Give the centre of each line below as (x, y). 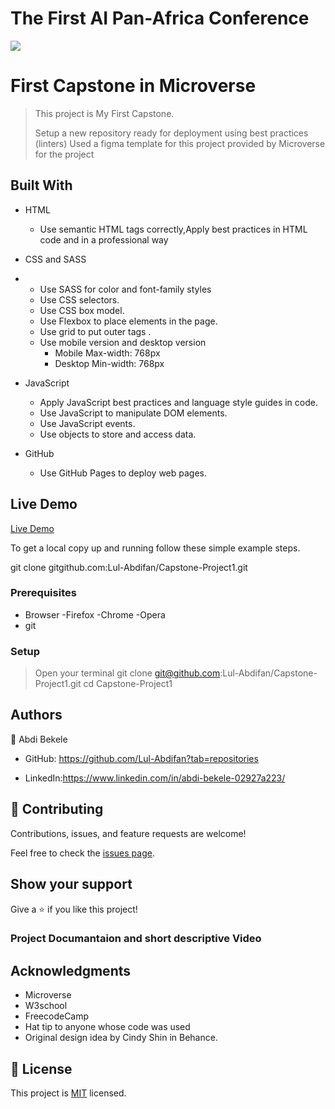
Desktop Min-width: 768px (109, 363)
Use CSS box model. (82, 310)
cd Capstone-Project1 (128, 684)
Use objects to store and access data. (118, 434)
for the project (64, 154)
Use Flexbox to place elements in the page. (128, 321)
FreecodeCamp (57, 1016)
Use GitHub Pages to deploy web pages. (123, 473)
